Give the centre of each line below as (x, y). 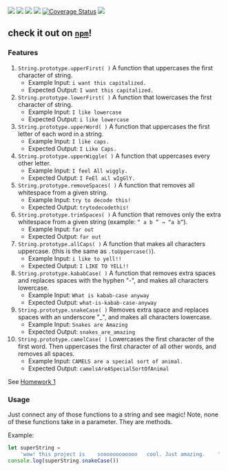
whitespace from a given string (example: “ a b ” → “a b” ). (103, 221)
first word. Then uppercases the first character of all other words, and (117, 346)
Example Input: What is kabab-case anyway (89, 295)
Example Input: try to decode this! (80, 199)
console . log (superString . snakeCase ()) (63, 461)
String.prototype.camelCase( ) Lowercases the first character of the (116, 339)
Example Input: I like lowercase (75, 112)
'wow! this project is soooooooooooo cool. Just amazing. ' (121, 454)
